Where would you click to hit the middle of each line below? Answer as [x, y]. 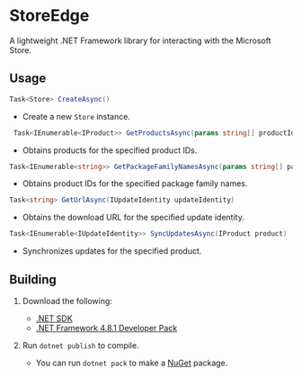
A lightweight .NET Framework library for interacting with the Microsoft [140, 40]
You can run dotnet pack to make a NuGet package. [132, 363]
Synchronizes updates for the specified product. [112, 251]
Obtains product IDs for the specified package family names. [135, 184]
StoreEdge [49, 16]
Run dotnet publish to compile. [80, 345]
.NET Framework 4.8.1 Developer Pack [107, 328]
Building [33, 279]
